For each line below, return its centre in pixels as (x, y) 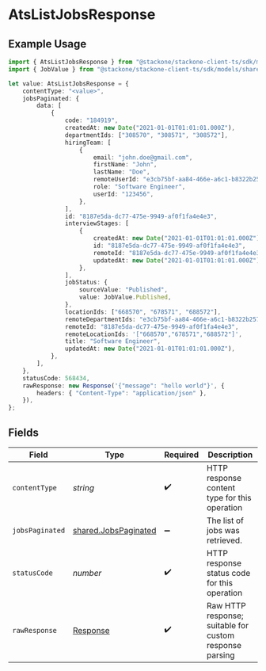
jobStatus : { (86, 283)
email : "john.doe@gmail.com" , (143, 157)
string (84, 487)
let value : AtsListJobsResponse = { (68, 84)
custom (220, 635)
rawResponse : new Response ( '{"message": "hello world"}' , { (123, 386)
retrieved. (224, 540)
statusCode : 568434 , (56, 378)
